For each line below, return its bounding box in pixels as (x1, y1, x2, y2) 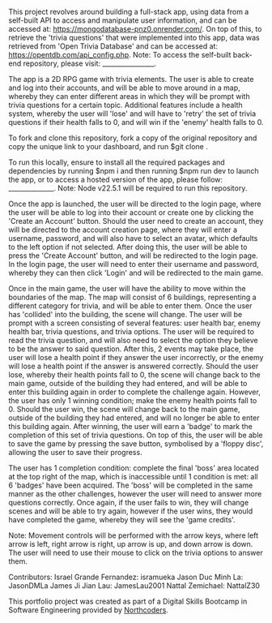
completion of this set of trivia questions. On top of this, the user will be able (8, 430, 263, 440)
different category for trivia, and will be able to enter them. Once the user (8, 301, 253, 311)
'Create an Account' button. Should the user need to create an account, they (8, 217, 264, 226)
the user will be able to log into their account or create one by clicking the (8, 208, 254, 217)
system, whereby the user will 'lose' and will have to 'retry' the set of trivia (8, 109, 257, 118)
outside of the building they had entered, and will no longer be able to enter (8, 413, 260, 423)
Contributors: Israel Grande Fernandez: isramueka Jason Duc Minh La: (8, 572, 244, 582)
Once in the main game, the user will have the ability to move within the (8, 284, 246, 293)
